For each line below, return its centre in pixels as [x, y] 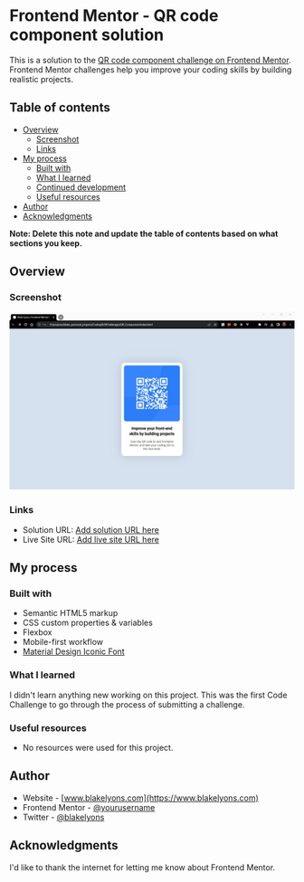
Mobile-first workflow [63, 642]
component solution [87, 35]
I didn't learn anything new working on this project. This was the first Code [148, 695]
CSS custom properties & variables [88, 623]
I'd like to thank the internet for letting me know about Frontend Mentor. [142, 867]
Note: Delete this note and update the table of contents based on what [144, 233]
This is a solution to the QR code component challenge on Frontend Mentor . [150, 60]
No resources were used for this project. [98, 748]
